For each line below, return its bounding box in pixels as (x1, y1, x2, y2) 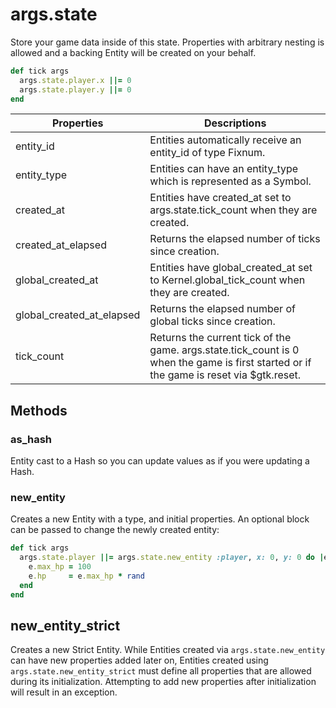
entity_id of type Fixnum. (149, 146, 266, 160)
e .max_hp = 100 (28, 562, 92, 572)
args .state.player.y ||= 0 (19, 84, 132, 95)
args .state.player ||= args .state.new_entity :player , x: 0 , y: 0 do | (19, 553, 325, 563)
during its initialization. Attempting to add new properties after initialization (10, 676, 317, 688)
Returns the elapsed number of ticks (149, 232, 321, 246)
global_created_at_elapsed (15, 308, 141, 322)
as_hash (10, 432, 53, 446)
